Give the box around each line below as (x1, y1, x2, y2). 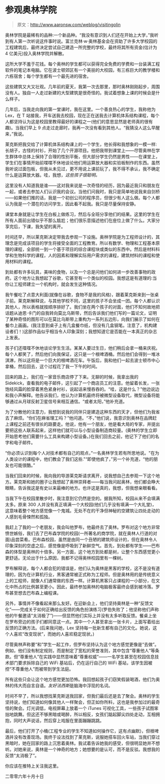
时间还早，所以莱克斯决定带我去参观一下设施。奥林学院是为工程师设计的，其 (5, 234, 160, 240)
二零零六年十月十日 (5, 773, 44, 779)
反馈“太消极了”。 (5, 752, 39, 758)
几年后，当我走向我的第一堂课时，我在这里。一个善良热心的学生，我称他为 (5, 106, 156, 112)
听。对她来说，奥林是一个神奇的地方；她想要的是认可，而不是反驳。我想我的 (5, 746, 160, 752)
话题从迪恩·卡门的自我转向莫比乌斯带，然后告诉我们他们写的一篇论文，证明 (5, 310, 157, 316)
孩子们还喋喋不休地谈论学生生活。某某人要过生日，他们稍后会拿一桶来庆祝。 (5, 345, 160, 351)
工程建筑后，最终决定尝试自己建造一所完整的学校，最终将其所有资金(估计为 (5, 44, 158, 50)
